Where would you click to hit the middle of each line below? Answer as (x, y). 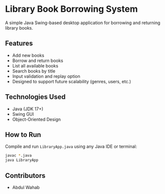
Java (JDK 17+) (28, 109)
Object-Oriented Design (36, 119)
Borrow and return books (38, 61)
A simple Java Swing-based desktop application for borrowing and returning (83, 23)
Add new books (28, 55)
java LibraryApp (22, 160)
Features (19, 44)
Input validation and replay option (46, 76)
